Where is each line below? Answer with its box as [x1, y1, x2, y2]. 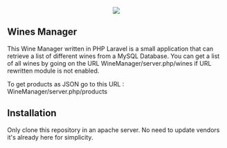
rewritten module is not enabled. [7, 66, 100, 75]
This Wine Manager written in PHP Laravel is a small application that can [7, 44, 214, 53]
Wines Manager [7, 26, 78, 38]
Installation [7, 107, 57, 119]
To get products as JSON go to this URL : [7, 80, 125, 88]
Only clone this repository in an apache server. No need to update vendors [7, 125, 220, 134]
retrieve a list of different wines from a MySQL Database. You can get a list [7, 52, 220, 60]
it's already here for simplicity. [7, 133, 93, 141]
